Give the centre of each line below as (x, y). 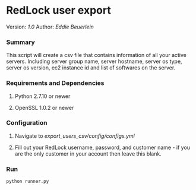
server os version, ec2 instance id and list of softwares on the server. (91, 68)
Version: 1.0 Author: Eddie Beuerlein (50, 27)
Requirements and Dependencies (55, 83)
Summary (21, 42)
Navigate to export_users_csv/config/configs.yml (75, 136)
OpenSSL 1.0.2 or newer (44, 107)
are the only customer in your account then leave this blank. (88, 153)
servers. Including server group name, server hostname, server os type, (94, 61)
